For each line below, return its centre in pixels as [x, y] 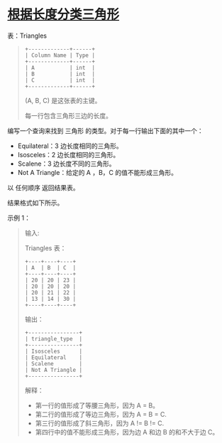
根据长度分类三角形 [63, 15]
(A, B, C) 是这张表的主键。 [63, 100]
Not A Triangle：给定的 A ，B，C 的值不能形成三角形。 [98, 172]
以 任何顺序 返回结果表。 [43, 187]
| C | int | [60, 80]
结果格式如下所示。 [35, 203]
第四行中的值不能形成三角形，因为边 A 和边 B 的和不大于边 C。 [127, 432]
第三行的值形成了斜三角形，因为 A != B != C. [100, 423]
